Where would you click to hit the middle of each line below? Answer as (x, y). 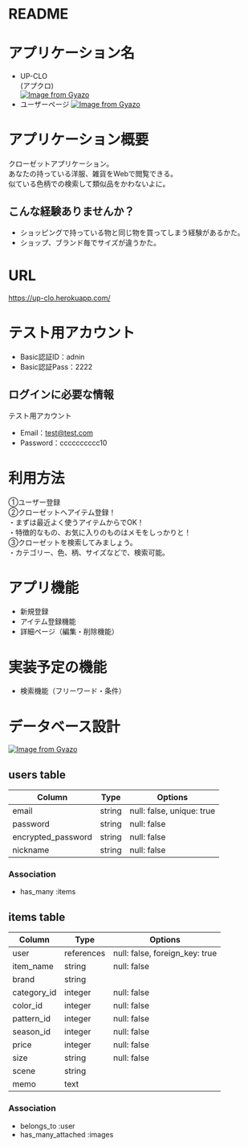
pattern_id (31, 1019)
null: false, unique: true (172, 811)
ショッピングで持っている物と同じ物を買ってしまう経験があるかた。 (132, 232)
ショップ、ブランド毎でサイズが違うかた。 (90, 242)
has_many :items (48, 892)
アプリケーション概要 (79, 140)
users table (37, 775)
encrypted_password (52, 837)
